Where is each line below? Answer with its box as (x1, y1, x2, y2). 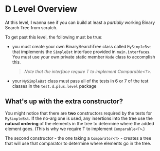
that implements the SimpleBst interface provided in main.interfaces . (12, 49, 151, 55)
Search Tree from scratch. (5, 24, 58, 30)
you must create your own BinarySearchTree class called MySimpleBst (12, 43, 152, 49)
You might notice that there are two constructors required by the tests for (5, 110, 152, 116)
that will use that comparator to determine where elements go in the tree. (5, 140, 152, 146)
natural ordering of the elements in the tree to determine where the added (5, 120, 155, 126)
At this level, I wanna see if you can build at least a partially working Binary (5, 19, 155, 25)
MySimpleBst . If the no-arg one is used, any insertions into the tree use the (5, 115, 153, 121)
